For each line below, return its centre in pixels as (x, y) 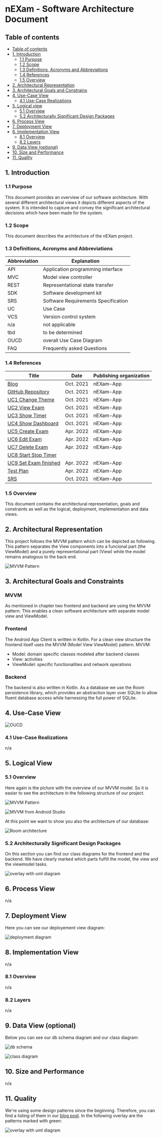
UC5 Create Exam (28, 431)
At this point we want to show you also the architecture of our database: (77, 821)
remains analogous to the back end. (41, 557)
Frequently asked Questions (75, 348)
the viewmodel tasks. (26, 864)
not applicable (59, 325)
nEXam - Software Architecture (70, 9)
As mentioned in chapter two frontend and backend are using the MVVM (78, 606)
